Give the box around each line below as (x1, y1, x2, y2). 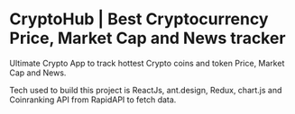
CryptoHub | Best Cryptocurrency (9, 9, 269, 30)
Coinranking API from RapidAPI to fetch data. (9, 94, 177, 105)
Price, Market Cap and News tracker (9, 28, 286, 48)
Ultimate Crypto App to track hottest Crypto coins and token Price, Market (9, 57, 285, 68)
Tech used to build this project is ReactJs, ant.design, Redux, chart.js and (9, 84, 282, 95)
